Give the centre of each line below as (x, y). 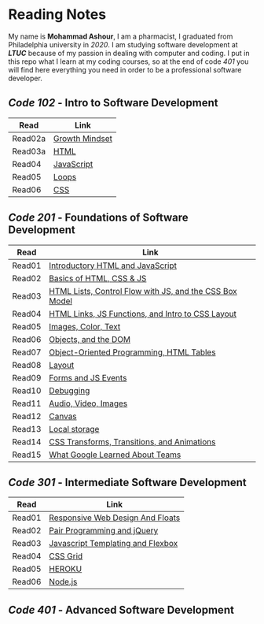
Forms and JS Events (88, 377)
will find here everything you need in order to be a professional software (125, 69)
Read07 (27, 352)
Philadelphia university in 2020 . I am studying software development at (123, 44)
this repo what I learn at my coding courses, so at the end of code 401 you (128, 61)
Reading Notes (57, 15)
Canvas (63, 416)
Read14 (27, 441)
